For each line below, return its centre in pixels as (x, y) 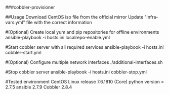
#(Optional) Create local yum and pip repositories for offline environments (82, 32)
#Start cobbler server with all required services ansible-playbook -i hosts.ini (85, 47)
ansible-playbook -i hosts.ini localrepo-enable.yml (58, 37)
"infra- (151, 17)
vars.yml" (15, 22)
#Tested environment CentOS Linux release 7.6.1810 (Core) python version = (85, 82)
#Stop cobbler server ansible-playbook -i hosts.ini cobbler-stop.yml (76, 72)
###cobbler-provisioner (30, 7)
